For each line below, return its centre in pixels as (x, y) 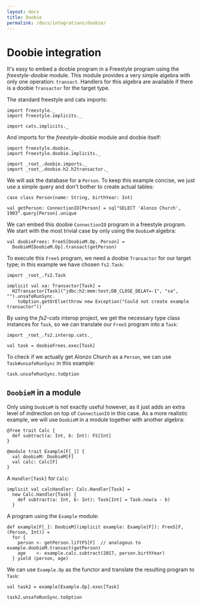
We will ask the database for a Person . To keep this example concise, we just (101, 181)
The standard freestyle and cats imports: (57, 100)
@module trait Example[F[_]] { (46, 452)
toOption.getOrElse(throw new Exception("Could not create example (103, 302)
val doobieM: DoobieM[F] (43, 457)
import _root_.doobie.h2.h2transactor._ (58, 169)
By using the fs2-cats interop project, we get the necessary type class (94, 318)
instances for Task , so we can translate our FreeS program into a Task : (92, 324)
